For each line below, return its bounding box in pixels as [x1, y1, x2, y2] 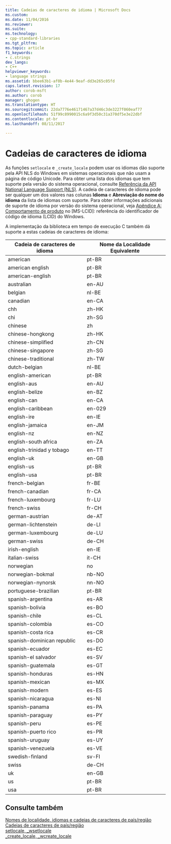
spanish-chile [8, 612, 42, 619]
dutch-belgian [8, 363, 43, 370]
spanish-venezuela [8, 745, 55, 752]
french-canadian [8, 488, 49, 495]
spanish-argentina [8, 595, 52, 602]
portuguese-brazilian [8, 587, 60, 594]
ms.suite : [5, 27, 26, 32]
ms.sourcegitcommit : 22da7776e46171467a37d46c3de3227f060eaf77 [5, 107, 142, 112]
